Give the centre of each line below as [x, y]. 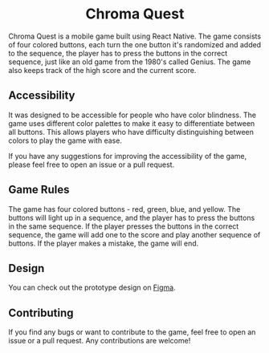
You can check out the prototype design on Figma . [92, 288]
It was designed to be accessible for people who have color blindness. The [132, 115]
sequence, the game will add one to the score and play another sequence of [134, 234]
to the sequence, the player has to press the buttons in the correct [118, 53]
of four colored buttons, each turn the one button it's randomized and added [135, 44]
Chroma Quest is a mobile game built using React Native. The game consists [135, 36]
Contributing [41, 312]
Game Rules [39, 190]
